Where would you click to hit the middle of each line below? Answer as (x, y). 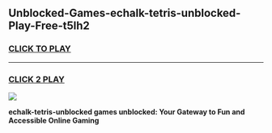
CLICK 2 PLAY (36, 79)
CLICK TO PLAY (40, 49)
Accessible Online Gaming (54, 120)
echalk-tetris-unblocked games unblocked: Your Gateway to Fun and (127, 111)
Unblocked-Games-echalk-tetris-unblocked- (125, 13)
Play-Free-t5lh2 (49, 26)
